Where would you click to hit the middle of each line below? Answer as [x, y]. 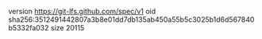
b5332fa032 [29, 28]
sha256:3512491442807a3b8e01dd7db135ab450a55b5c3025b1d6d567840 [131, 19]
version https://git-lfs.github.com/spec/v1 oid [82, 11]
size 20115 [67, 28]
